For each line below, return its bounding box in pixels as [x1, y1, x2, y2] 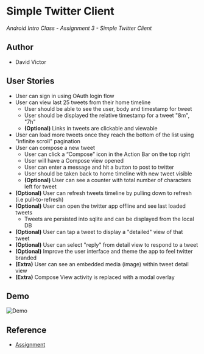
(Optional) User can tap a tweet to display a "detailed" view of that [15, 228, 183, 235]
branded [15, 254, 37, 261]
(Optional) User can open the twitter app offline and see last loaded [15, 202, 186, 210]
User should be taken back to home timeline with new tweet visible [24, 169, 192, 177]
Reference [6, 325, 47, 335]
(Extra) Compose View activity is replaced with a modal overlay [15, 273, 175, 281]
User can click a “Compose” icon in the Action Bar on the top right [24, 150, 191, 158]
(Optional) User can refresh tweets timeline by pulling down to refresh [15, 189, 192, 196]
